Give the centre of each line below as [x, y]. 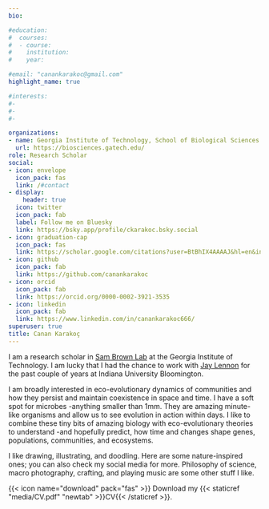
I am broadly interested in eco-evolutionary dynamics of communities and [130, 389]
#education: [28, 30]
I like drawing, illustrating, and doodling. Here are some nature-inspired [126, 455]
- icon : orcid [32, 282]
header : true [44, 200]
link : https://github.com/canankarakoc [82, 275]
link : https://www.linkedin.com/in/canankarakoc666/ [105, 319]
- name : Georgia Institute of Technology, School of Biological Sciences [134, 141]
